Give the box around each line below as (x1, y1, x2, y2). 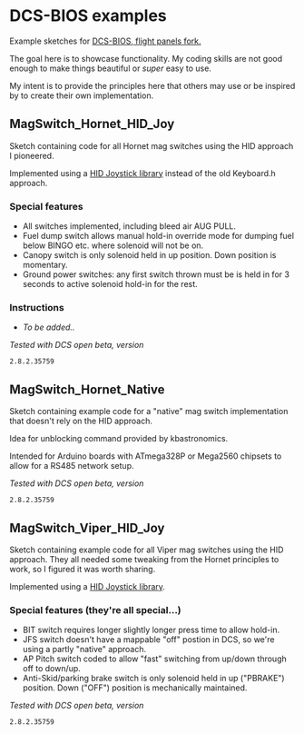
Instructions (9, 301, 65, 313)
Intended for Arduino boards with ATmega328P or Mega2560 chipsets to (9, 451, 282, 461)
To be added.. (22, 322, 75, 332)
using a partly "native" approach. (22, 644, 147, 655)
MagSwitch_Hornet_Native (9, 382, 165, 397)
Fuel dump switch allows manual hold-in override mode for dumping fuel (22, 231, 295, 242)
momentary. (22, 260, 68, 271)
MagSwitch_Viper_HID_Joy (9, 520, 165, 536)
